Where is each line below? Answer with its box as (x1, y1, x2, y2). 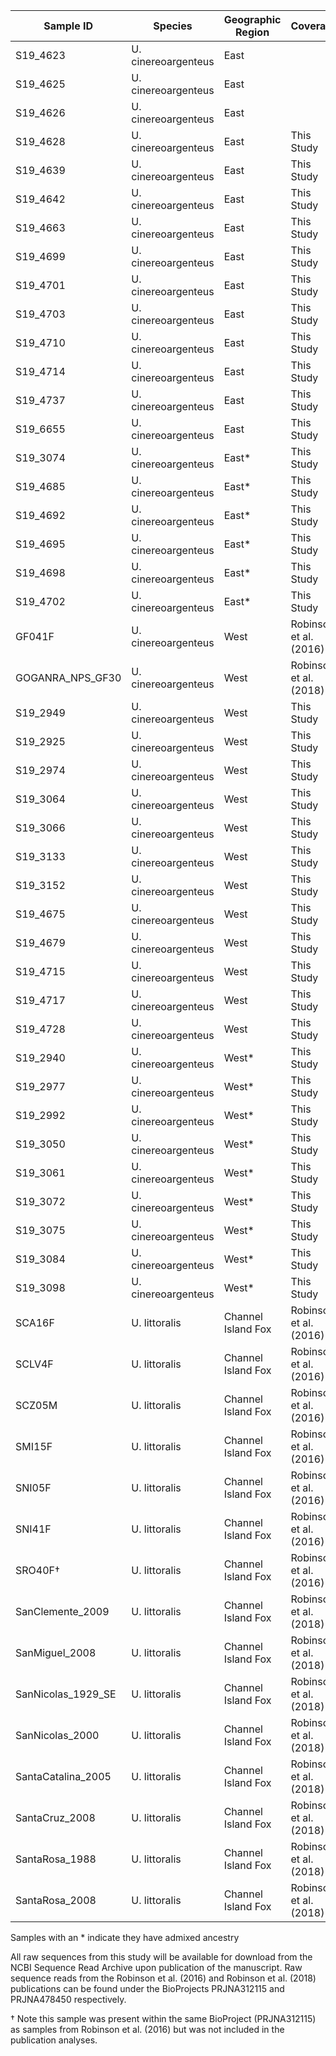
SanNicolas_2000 (15, 1729, 100, 1742)
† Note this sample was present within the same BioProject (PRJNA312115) (10, 2013, 317, 2024)
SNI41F (15, 1522, 52, 1536)
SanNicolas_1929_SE (15, 1687, 117, 1701)
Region (235, 25, 270, 39)
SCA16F (15, 1316, 55, 1329)
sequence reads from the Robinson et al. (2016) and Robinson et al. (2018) (10, 1972, 317, 1984)
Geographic (223, 13, 282, 26)
